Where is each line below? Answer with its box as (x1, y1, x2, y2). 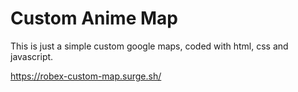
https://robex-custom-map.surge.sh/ (10, 70, 162, 82)
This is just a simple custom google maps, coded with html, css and (10, 40, 289, 52)
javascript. (10, 50, 54, 62)
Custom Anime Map (10, 7, 178, 30)
